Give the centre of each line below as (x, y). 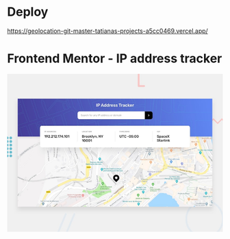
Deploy (28, 12)
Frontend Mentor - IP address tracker (115, 59)
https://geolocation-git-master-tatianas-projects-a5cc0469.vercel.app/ (108, 31)
